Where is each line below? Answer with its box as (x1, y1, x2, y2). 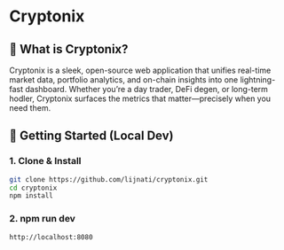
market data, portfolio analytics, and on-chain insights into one (9, 74, 239, 85)
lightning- (240, 74, 276, 85)
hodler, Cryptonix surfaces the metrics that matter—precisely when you (9, 93, 272, 104)
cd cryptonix (9, 184, 58, 192)
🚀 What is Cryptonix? (9, 42, 129, 57)
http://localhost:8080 (9, 232, 93, 241)
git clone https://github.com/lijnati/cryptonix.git (9, 175, 209, 184)
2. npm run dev (9, 213, 75, 225)
